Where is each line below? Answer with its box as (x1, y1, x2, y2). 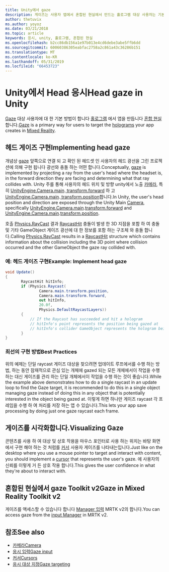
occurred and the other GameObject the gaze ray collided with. (5, 244, 136, 250)
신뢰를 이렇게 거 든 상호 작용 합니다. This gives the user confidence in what (5, 462, 155, 468)
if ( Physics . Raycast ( (21, 283, 66, 289)
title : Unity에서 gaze (5, 7, 51, 13)
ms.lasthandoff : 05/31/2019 (5, 59, 64, 64)
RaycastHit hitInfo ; (21, 279, 64, 284)
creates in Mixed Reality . (5, 127, 56, 134)
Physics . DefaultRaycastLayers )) (39, 307, 107, 312)
